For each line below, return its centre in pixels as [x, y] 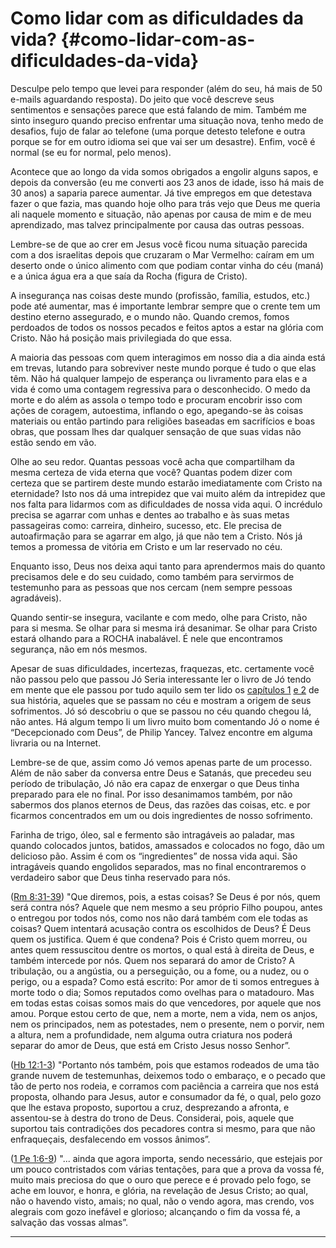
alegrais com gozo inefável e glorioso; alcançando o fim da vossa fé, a [155, 1211]
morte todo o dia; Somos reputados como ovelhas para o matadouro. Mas [162, 992]
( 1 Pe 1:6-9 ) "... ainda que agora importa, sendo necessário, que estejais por [166, 1158]
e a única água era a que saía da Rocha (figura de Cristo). [129, 276]
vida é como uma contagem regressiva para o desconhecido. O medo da [160, 389]
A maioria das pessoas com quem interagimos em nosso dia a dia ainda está [168, 357]
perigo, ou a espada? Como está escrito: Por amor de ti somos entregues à [165, 981]
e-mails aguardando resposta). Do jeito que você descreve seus [142, 99]
